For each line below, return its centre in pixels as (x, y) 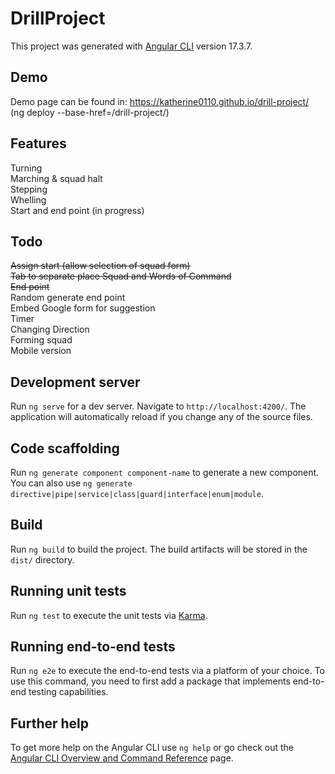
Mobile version (41, 351)
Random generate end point (68, 298)
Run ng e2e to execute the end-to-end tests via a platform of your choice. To (168, 671)
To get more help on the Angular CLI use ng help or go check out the (152, 748)
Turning (26, 168)
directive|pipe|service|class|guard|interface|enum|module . (137, 493)
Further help (50, 723)
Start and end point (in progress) (77, 210)
